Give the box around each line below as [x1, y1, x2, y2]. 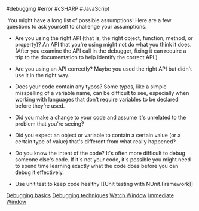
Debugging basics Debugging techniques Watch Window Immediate [6, 192, 174, 199]
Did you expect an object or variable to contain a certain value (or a [14, 132, 181, 139]
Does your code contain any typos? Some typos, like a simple [14, 83, 167, 90]
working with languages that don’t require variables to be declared [14, 96, 179, 103]
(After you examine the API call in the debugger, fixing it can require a [14, 47, 186, 54]
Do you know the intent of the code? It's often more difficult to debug [14, 149, 185, 157]
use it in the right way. [14, 72, 70, 78]
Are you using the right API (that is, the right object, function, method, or [14, 35, 193, 41]
